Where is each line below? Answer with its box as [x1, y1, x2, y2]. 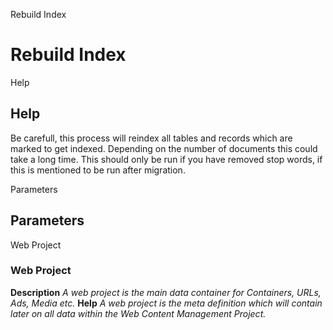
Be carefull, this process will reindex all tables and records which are [10, 132, 293, 144]
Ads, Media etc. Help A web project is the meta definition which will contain [10, 297, 323, 309]
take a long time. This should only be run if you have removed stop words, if [10, 153, 323, 165]
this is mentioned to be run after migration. [10, 164, 186, 176]
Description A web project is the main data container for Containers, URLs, [10, 286, 322, 298]
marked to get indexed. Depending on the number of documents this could [10, 142, 318, 154]
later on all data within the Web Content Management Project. [10, 307, 267, 319]
